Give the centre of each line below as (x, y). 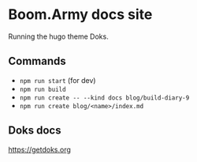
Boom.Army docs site (80, 15)
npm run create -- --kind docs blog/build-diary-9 (104, 98)
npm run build (43, 89)
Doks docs (35, 131)
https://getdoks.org (39, 149)
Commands (37, 61)
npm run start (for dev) (58, 80)
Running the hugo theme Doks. (58, 36)
